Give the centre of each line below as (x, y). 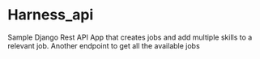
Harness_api (51, 15)
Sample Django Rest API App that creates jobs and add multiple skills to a (130, 37)
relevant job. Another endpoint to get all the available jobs (104, 45)
